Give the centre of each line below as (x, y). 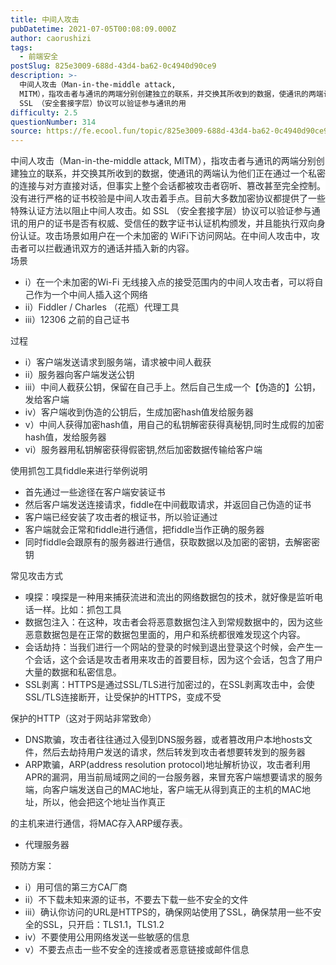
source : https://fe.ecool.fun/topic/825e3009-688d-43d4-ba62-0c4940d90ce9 (169, 131)
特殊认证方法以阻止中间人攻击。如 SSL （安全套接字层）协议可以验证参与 (161, 211)
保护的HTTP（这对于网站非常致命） (83, 718)
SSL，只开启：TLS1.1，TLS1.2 (103, 925)
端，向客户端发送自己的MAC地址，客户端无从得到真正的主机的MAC (163, 790)
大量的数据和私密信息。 (73, 672)
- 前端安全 (39, 57)
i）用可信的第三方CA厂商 (76, 887)
